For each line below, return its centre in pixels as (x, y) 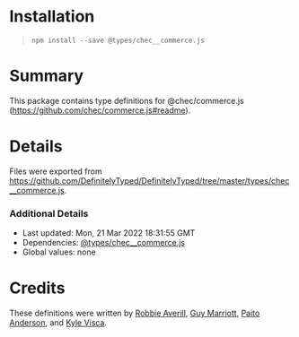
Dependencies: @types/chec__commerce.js (104, 243)
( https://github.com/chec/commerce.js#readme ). (100, 110)
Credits (37, 288)
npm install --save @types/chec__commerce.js (118, 40)
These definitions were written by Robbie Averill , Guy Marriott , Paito (135, 313)
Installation (52, 17)
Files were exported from (56, 171)
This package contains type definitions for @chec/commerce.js (127, 100)
